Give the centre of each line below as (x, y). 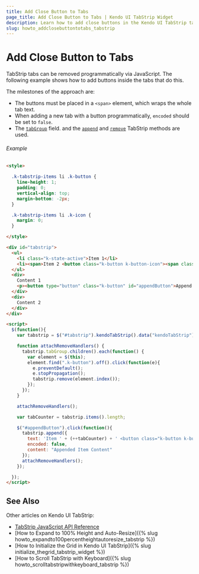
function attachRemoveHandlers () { (61, 346)
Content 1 (29, 280)
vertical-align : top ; (43, 193)
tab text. (25, 110)
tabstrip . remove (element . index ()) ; (76, 379)
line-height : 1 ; (37, 182)
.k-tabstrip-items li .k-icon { (52, 215)
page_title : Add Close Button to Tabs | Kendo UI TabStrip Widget (90, 17)
